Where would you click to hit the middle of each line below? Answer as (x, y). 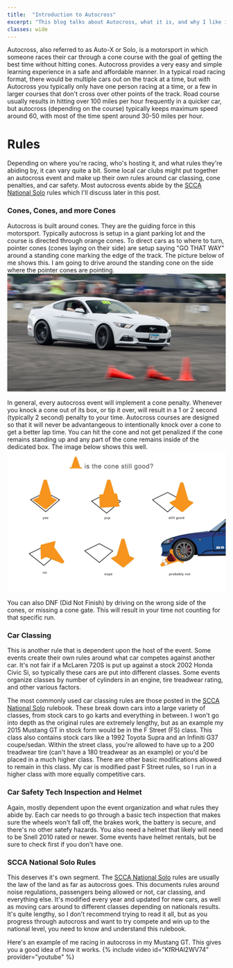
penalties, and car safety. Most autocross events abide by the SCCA (105, 185)
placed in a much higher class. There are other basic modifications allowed (114, 759)
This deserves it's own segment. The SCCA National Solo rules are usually (113, 877)
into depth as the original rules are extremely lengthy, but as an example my (115, 723)
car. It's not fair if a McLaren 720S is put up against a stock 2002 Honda (110, 665)
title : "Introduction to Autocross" (62, 15)
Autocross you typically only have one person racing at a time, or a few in (112, 87)
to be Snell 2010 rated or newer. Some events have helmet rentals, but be (112, 837)
